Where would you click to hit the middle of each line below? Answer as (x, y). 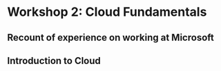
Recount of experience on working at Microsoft (110, 38)
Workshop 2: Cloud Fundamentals (107, 12)
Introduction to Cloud (54, 60)
